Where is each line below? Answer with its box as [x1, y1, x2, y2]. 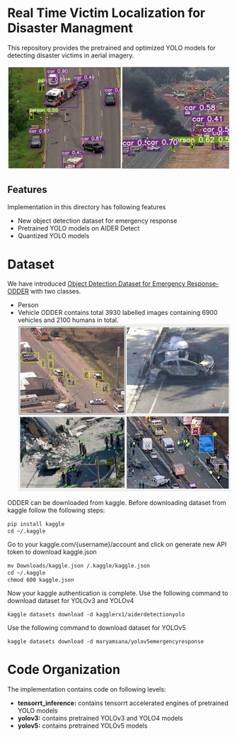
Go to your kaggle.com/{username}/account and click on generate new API [7, 540, 227, 548]
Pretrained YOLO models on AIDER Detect [17, 223, 140, 232]
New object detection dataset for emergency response [17, 216, 178, 225]
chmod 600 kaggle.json [7, 576, 74, 583]
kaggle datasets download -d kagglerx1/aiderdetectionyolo [7, 611, 185, 618]
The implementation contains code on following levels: [7, 685, 166, 693]
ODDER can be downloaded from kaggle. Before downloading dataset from [7, 498, 226, 506]
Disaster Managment [7, 20, 133, 36]
